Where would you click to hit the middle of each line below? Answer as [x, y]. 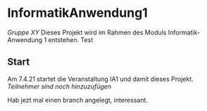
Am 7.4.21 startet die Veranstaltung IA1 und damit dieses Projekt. [100, 79]
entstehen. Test [71, 39]
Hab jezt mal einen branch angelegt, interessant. [77, 100]
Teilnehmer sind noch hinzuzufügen [59, 86]
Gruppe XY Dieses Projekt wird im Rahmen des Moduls [87, 32]
